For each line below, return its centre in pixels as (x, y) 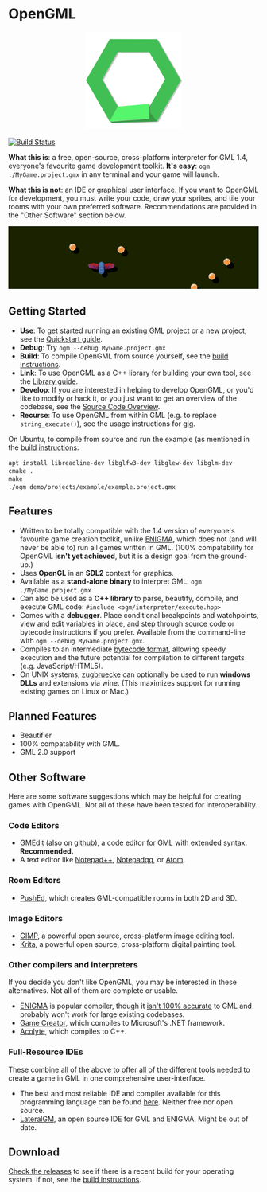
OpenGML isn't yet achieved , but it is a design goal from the (119, 556)
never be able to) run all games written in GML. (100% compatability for (137, 547)
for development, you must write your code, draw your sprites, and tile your (132, 198)
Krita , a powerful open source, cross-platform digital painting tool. (128, 944)
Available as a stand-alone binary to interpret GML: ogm (111, 581)
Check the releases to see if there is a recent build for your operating (121, 1171)
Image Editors (36, 918)
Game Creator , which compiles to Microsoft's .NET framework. (122, 1023)
